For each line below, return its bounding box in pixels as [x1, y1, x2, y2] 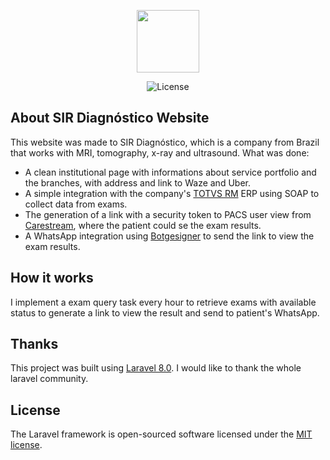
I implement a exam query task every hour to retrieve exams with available [10, 296, 317, 308]
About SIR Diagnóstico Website [10, 110, 210, 127]
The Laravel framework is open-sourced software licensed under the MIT [10, 428, 313, 440]
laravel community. [10, 373, 89, 385]
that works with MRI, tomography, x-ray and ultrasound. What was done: [10, 146, 310, 159]
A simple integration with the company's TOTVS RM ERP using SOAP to [24, 187, 320, 199]
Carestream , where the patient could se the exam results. [24, 219, 262, 231]
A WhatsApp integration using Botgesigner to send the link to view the [24, 230, 315, 242]
